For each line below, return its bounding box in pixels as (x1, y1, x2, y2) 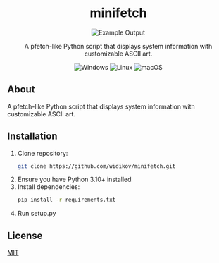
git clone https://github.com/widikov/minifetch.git (17, 162, 176, 170)
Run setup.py (17, 209, 56, 218)
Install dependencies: (17, 183, 80, 191)
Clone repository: (17, 149, 68, 157)
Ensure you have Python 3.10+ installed (17, 175, 132, 184)
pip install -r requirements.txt (17, 196, 116, 204)
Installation (7, 130, 58, 142)
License (7, 229, 43, 241)
